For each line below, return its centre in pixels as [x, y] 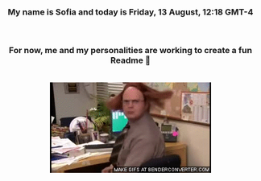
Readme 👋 [130, 60]
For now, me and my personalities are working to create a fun [130, 51]
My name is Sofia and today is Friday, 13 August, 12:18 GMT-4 [130, 12]
